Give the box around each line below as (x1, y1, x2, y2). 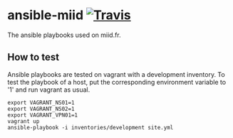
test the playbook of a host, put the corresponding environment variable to (7, 78, 227, 86)
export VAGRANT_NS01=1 (7, 99, 75, 106)
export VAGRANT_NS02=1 (7, 105, 75, 112)
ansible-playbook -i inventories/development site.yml (7, 124, 174, 131)
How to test (7, 51, 59, 63)
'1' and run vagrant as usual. (7, 85, 90, 94)
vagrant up (7, 117, 40, 124)
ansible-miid (7, 7, 84, 23)
